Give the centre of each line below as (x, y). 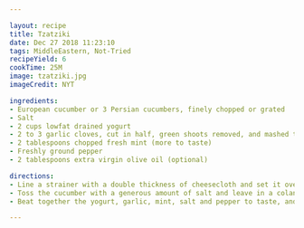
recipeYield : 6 (38, 60)
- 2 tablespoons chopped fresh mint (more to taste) (111, 143)
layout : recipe (38, 25)
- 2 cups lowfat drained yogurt (70, 126)
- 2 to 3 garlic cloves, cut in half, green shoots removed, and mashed (149, 135)
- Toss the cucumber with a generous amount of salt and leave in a (141, 193)
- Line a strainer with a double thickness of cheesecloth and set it (145, 185)
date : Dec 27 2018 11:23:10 (62, 43)
